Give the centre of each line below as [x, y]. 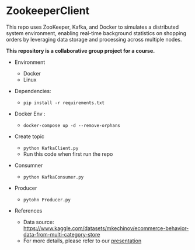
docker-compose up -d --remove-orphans [72, 125]
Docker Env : [30, 114]
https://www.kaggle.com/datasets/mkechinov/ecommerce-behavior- [106, 228]
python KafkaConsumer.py [53, 177]
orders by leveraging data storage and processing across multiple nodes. [94, 39]
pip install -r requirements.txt [64, 103]
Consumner [29, 165]
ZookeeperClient [48, 11]
